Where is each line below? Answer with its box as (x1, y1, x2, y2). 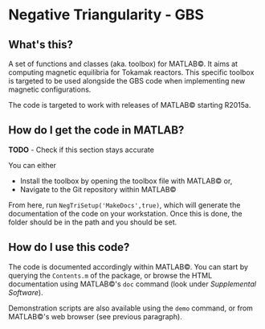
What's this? (8, 38, 74, 51)
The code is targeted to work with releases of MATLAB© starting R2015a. (8, 101, 251, 109)
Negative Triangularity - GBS (8, 6, 205, 24)
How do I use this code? (8, 241, 130, 254)
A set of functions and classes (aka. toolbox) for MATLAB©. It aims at (8, 59, 238, 68)
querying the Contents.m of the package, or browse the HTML (8, 270, 213, 280)
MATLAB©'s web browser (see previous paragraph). (8, 311, 182, 321)
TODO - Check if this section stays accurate (8, 145, 155, 154)
